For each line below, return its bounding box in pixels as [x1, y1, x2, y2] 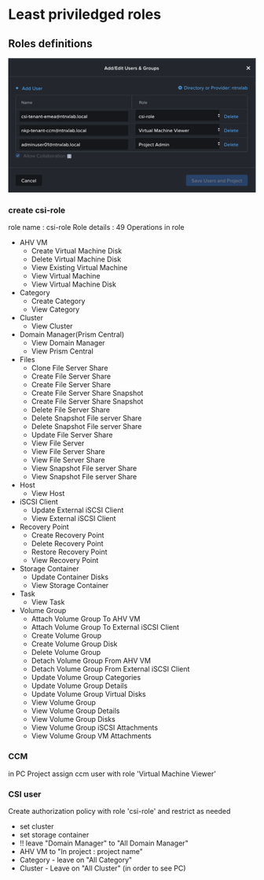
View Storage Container [31, 581, 109, 590]
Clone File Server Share [31, 364, 108, 373]
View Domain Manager [31, 338, 105, 348]
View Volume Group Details [31, 706, 120, 715]
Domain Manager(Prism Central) [19, 330, 124, 339]
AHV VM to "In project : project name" [19, 847, 143, 856]
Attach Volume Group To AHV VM [31, 614, 141, 623]
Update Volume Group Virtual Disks [31, 690, 147, 699]
